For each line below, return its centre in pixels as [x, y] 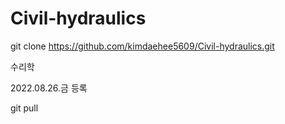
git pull [24, 108]
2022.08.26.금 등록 [49, 88]
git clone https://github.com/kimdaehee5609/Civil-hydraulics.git [142, 46]
